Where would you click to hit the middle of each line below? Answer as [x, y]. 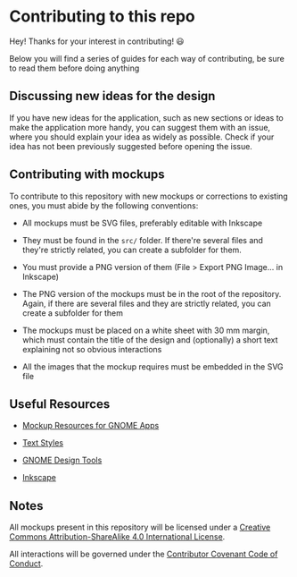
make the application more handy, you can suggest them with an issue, [140, 127]
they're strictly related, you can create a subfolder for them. [132, 250]
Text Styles [43, 443]
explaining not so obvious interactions [92, 349]
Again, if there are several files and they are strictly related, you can [147, 303]
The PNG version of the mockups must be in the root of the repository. [152, 293]
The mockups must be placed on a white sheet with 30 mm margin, [146, 330]
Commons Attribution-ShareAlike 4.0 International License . [117, 537]
